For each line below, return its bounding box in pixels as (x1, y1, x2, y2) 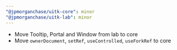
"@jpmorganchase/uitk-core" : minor (5, 8, 95, 15)
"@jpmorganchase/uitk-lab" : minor (5, 14, 93, 20)
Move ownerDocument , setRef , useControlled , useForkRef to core (14, 37, 172, 44)
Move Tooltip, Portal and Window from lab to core (14, 30, 138, 37)
